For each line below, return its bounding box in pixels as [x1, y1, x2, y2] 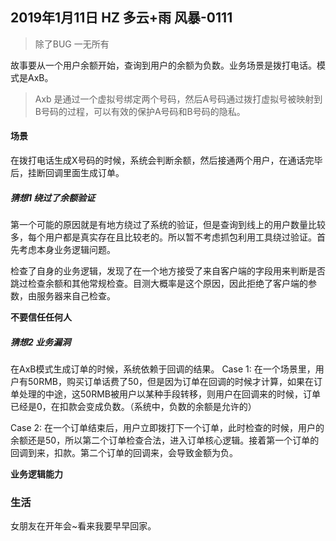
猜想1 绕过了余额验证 [10, 191, 96, 203]
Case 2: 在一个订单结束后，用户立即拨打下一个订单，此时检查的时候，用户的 [10, 421, 325, 433]
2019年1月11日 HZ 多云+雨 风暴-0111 [10, 9, 233, 27]
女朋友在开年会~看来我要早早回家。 [10, 520, 157, 532]
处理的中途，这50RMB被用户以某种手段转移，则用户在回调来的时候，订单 [18, 388, 321, 400]
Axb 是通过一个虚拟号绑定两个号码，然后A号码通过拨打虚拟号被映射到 [34, 93, 323, 105]
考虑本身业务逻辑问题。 [18, 243, 116, 255]
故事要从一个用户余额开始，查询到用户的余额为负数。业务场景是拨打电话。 [10, 59, 317, 71]
